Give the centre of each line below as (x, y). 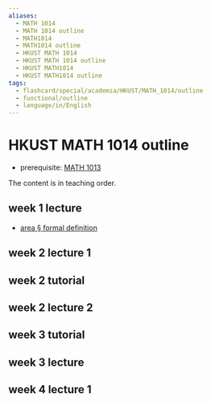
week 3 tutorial (47, 335)
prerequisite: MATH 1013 (60, 168)
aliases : (23, 16)
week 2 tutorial (47, 280)
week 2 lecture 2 (51, 308)
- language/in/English (54, 105)
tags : (17, 83)
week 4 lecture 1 (50, 390)
